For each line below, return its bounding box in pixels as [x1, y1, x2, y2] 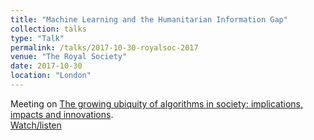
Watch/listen [10, 119, 62, 131]
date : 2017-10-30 [10, 61, 83, 71]
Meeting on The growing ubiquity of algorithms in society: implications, [10, 97, 303, 110]
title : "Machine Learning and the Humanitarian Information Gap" [10, 14, 288, 25]
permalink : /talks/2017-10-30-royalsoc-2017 [10, 42, 199, 53]
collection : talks [10, 24, 87, 34]
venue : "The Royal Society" [10, 52, 128, 62]
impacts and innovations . [10, 108, 114, 120]
